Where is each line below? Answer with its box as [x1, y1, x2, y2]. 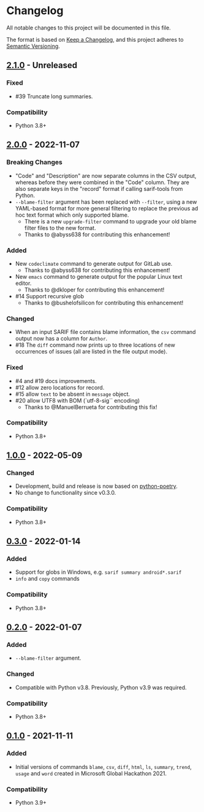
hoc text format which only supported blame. [15, 211, 129, 218]
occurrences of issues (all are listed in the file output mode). [15, 348, 167, 355]
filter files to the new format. [24, 224, 96, 231]
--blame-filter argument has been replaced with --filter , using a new [15, 198, 197, 206]
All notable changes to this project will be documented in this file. [6, 24, 172, 31]
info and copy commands [15, 575, 80, 582]
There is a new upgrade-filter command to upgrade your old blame [24, 217, 197, 225]
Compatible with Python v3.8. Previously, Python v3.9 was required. [15, 684, 187, 691]
